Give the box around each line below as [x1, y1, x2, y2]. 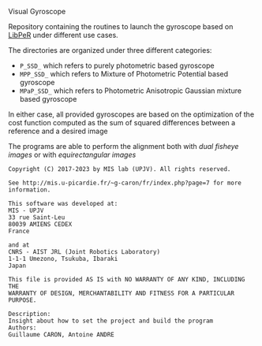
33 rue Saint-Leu [8, 214, 65, 221]
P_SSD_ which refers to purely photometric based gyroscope [19, 61, 215, 70]
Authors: [8, 324, 37, 332]
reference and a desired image [8, 126, 108, 136]
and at [8, 241, 30, 249]
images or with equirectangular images [8, 150, 137, 159]
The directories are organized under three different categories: [8, 46, 212, 54]
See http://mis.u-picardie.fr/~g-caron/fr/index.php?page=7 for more [8, 179, 242, 187]
